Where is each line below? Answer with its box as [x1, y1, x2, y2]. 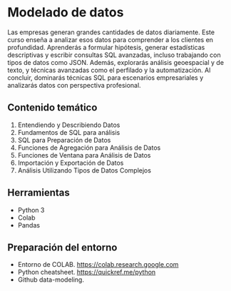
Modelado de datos [7, 4, 124, 21]
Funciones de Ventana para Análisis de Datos [17, 150, 151, 159]
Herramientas [7, 187, 70, 199]
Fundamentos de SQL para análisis [17, 128, 120, 136]
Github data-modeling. [17, 275, 84, 284]
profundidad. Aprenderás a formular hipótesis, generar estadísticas [7, 43, 205, 51]
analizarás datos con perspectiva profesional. [7, 81, 141, 89]
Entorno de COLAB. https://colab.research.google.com [17, 260, 179, 269]
